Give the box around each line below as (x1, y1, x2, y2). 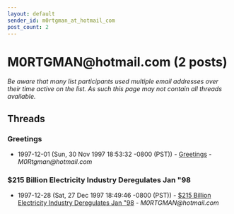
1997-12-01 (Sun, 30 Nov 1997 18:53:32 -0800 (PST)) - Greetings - (17, 150, 212, 158)
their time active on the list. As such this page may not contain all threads (7, 85, 223, 93)
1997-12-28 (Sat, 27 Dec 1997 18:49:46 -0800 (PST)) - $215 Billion (17, 191, 211, 200)
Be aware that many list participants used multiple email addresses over (7, 77, 219, 85)
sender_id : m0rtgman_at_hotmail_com (7, 17, 115, 24)
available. (7, 93, 37, 101)
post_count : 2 (7, 23, 49, 30)
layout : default (7, 10, 55, 18)
